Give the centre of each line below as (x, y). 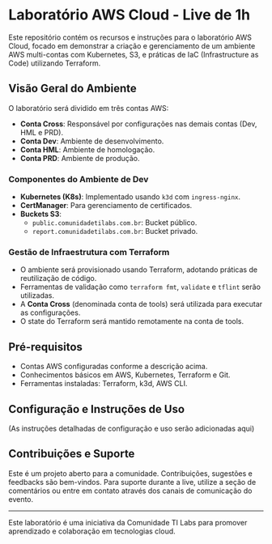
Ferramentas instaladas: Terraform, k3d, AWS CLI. (104, 384)
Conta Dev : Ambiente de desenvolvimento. (92, 141)
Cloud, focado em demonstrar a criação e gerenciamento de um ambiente (132, 45)
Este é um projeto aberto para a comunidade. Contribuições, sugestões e (131, 473)
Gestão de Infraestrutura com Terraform (89, 252)
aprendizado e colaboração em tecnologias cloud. (92, 531)
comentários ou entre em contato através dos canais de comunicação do (130, 491)
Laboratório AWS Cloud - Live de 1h (130, 15)
